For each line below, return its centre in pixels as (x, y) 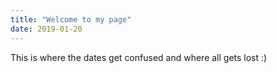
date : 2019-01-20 (46, 29)
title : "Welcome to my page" (71, 19)
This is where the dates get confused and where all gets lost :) (139, 57)
